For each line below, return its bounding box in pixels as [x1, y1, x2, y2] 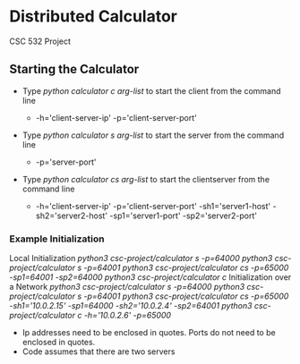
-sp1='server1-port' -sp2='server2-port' [109, 210, 258, 221]
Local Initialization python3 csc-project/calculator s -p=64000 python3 [9, 253, 273, 264]
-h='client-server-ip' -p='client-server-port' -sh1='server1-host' [35, 200, 271, 211]
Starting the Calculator [9, 62, 140, 77]
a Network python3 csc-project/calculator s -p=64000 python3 [9, 282, 245, 292]
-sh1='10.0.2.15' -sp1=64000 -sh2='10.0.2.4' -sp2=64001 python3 [9, 301, 253, 311]
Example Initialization [9, 233, 105, 245]
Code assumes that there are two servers [21, 346, 176, 357]
